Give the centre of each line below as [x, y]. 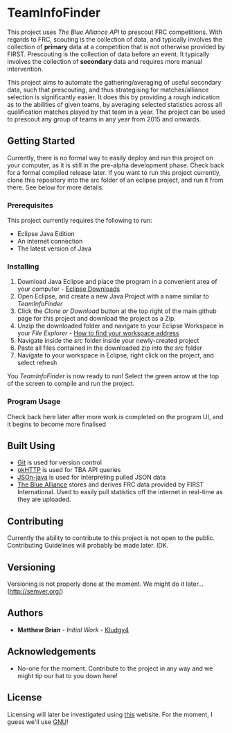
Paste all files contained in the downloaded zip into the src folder [110, 348]
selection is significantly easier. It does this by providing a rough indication [114, 97]
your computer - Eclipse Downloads [68, 289]
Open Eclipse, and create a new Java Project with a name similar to [113, 296]
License [25, 698]
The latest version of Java [54, 248]
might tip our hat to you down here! [67, 675]
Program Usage [34, 402]
